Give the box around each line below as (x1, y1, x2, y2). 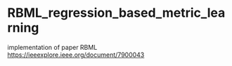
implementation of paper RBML (7, 43, 98, 51)
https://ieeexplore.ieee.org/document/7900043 (7, 51, 145, 59)
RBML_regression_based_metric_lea (7, 5, 226, 21)
